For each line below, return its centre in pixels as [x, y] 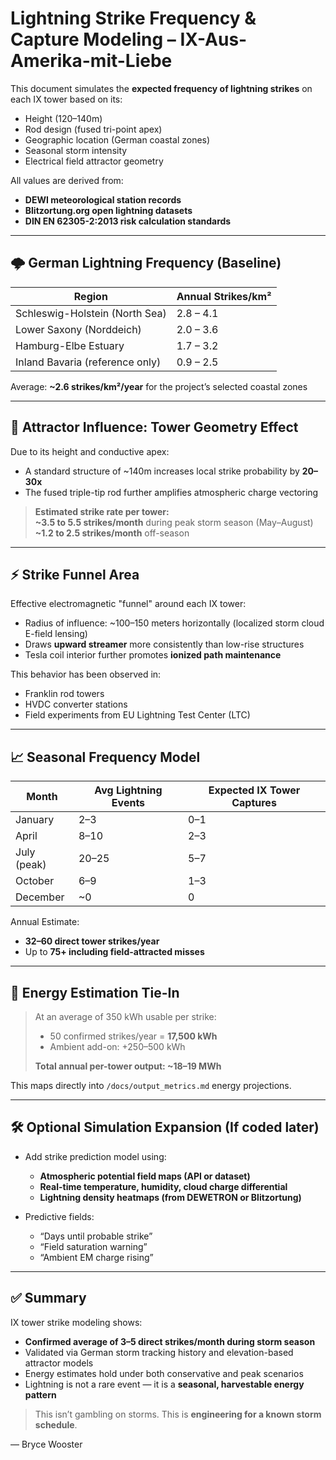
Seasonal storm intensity [76, 150]
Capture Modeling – [93, 39]
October [35, 881]
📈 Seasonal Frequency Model [105, 757]
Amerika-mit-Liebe [91, 61]
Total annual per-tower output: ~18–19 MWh [128, 1066]
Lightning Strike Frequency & [133, 18]
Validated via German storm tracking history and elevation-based [159, 1352]
